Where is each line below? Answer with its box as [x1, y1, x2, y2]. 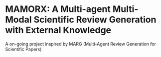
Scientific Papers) [5, 46, 42, 52]
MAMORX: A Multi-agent [5, 3, 111, 15]
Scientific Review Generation [33, 14, 157, 25]
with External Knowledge [5, 25, 112, 36]
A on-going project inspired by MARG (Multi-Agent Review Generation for [5, 41, 156, 47]
